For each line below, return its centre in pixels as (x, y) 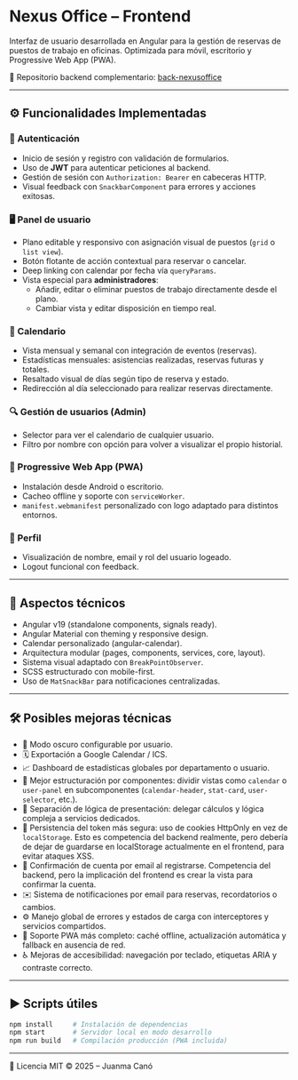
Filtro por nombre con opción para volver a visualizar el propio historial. (153, 444)
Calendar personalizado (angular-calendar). (102, 643)
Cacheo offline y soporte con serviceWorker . (103, 496)
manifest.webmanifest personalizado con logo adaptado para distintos (150, 505)
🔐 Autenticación (44, 139)
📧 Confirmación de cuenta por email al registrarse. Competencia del (146, 865)
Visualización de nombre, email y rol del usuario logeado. (127, 557)
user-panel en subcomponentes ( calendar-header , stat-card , (134, 789)
